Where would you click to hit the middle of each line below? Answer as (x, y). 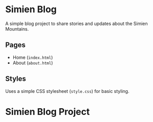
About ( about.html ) (33, 63)
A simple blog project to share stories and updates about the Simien (76, 23)
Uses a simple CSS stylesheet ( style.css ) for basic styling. (67, 91)
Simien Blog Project (48, 112)
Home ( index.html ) (33, 57)
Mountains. (17, 29)
